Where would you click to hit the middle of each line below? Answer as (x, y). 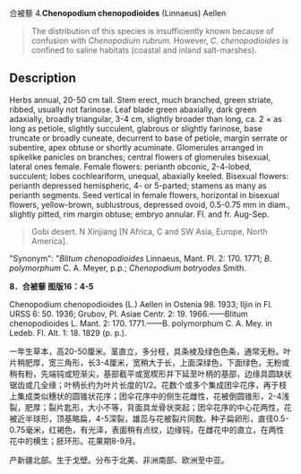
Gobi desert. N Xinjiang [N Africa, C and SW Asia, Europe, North (150, 231)
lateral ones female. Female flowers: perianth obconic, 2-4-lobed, (131, 166)
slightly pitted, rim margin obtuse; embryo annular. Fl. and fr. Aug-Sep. (139, 214)
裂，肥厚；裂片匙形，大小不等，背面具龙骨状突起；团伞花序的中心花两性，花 (150, 407)
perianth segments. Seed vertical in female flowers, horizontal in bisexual (144, 194)
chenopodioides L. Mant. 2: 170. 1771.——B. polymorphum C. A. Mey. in (141, 323)
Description (43, 78)
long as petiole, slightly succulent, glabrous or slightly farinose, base (136, 128)
